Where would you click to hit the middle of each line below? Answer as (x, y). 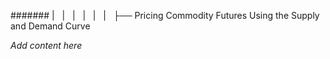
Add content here (46, 45)
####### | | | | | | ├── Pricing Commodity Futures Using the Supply (165, 15)
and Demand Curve (50, 26)
